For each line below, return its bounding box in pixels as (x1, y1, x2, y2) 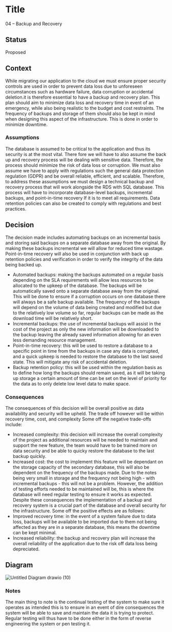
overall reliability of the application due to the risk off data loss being (12, 540, 158, 546)
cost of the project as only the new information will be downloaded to (12, 326, 159, 332)
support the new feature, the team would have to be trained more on (12, 442, 157, 448)
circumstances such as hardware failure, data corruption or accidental (5, 88, 154, 94)
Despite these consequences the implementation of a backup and (12, 496, 152, 503)
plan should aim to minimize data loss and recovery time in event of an (5, 99, 154, 106)
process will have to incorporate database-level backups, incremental (5, 189, 153, 196)
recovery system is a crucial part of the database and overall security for (12, 502, 166, 508)
